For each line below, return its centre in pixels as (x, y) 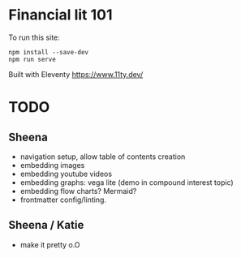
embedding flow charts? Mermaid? (78, 191)
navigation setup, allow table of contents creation (103, 157)
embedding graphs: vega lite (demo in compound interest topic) (127, 182)
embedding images (52, 165)
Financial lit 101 (60, 15)
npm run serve (32, 59)
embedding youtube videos (66, 174)
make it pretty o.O (50, 244)
